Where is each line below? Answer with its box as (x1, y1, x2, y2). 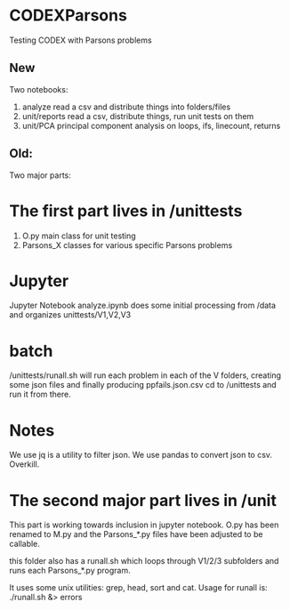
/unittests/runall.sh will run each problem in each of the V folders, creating (9, 370, 282, 381)
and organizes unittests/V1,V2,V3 (9, 309, 132, 320)
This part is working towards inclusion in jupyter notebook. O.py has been (9, 519, 279, 530)
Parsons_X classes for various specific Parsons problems (21, 239, 233, 250)
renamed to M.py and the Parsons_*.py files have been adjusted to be (9, 529, 263, 540)
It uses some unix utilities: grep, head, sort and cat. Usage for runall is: (9, 582, 269, 593)
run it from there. (9, 389, 71, 400)
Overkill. (9, 459, 40, 470)
